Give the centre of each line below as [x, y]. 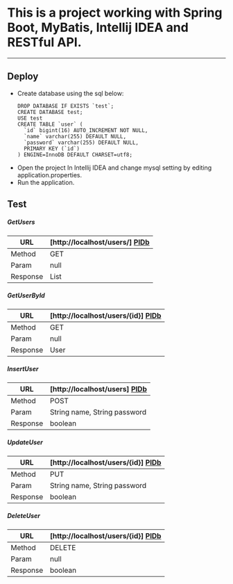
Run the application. [46, 182]
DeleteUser [24, 515]
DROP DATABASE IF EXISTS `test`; [66, 106]
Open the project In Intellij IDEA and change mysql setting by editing [114, 168]
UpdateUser [25, 442]
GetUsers [21, 222]
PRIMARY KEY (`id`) [52, 148]
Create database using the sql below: [70, 93]
